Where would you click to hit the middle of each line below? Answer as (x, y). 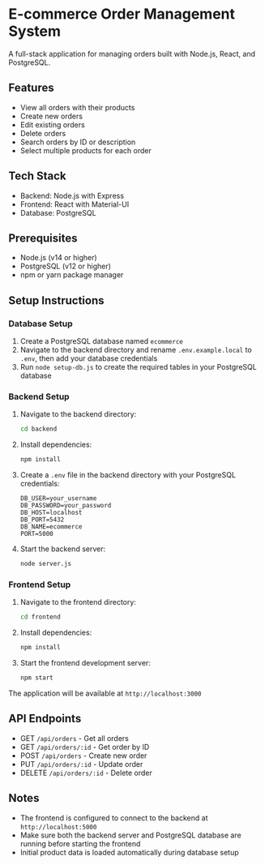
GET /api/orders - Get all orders (75, 738)
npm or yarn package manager (72, 275)
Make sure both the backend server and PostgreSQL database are (130, 835)
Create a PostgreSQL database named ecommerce (102, 341)
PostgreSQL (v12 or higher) (66, 266)
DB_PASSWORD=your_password (66, 506)
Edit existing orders (52, 124)
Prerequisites (43, 238)
